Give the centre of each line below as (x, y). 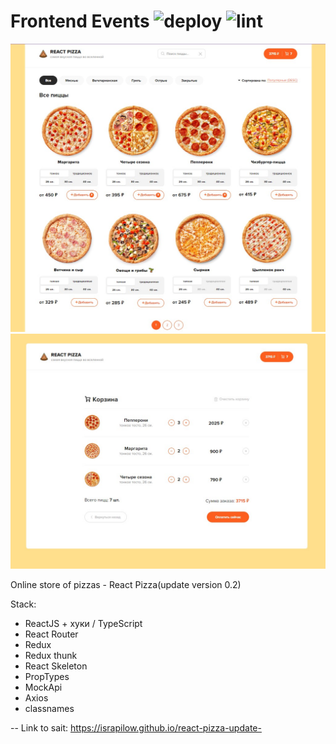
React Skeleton (56, 666)
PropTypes (47, 677)
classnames (49, 709)
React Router (51, 634)
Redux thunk (51, 656)
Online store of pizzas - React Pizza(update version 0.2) (126, 585)
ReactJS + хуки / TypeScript (83, 624)
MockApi (43, 687)
